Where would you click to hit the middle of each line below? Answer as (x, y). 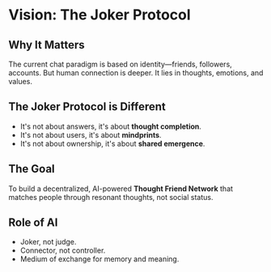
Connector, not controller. (63, 251)
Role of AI (33, 223)
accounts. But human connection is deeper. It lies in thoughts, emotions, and (136, 73)
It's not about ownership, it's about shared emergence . (112, 143)
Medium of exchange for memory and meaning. (100, 259)
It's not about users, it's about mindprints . (91, 134)
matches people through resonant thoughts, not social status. (111, 197)
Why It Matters (47, 45)
